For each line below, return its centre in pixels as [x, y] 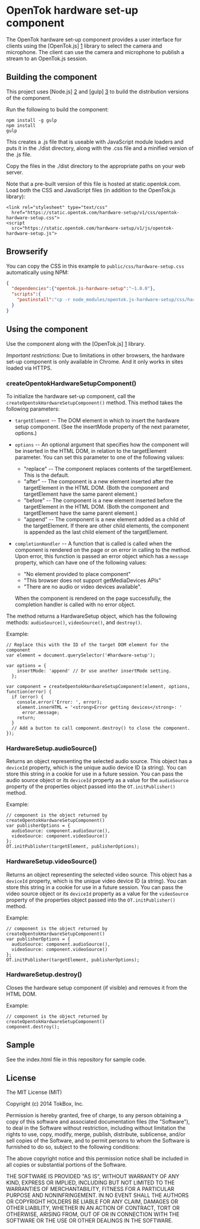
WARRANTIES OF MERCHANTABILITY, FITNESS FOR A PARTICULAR [90, 1189]
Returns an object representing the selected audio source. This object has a [99, 761]
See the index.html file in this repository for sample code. [76, 1059]
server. [15, 172]
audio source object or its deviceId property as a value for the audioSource [98, 780]
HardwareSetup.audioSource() [51, 748]
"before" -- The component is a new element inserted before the [103, 500]
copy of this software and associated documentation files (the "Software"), [98, 1122]
